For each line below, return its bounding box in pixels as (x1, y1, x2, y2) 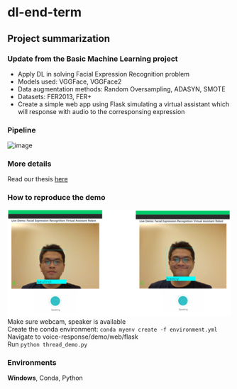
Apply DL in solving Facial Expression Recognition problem (17, 69, 190, 78)
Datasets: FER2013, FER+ (17, 92, 92, 101)
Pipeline (7, 125, 36, 135)
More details (7, 159, 52, 169)
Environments (7, 357, 57, 367)
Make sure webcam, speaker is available (7, 317, 126, 326)
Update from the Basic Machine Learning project (7, 54, 179, 64)
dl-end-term (7, 4, 82, 21)
